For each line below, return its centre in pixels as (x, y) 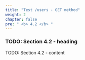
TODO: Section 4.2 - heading (41, 42)
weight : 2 (16, 15)
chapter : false (21, 19)
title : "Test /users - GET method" (43, 10)
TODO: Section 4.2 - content (35, 52)
